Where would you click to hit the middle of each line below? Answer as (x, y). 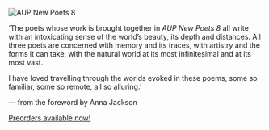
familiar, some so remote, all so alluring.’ (75, 86)
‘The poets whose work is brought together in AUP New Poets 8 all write (128, 28)
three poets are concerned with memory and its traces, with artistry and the (134, 45)
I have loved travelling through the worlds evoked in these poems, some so (133, 78)
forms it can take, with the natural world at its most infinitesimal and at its (130, 54)
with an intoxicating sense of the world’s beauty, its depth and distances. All (134, 37)
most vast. (26, 62)
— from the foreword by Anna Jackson (73, 102)
